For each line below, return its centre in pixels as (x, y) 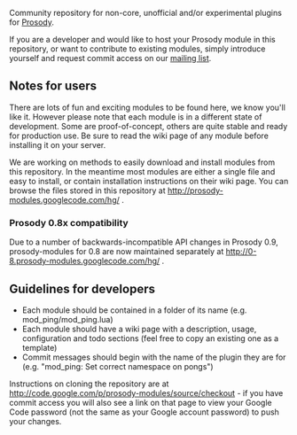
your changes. (35, 421)
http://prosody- (195, 190)
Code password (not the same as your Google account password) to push (144, 412)
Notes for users (53, 86)
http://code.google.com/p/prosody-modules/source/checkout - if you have (146, 392)
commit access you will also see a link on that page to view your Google (141, 402)
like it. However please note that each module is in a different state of (136, 117)
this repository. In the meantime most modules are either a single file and (142, 171)
